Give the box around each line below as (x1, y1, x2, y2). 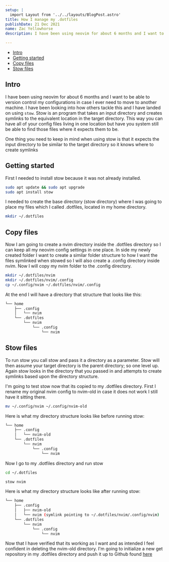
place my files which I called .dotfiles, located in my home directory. (5, 204, 147, 210)
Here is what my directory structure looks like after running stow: (5, 488, 141, 494)
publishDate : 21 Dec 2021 (5, 21, 60, 27)
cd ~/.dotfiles (5, 470, 37, 475)
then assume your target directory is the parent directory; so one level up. (5, 362, 159, 369)
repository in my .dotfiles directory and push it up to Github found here (5, 551, 153, 557)
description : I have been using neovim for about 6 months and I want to (5, 31, 164, 36)
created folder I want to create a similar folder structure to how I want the (5, 252, 158, 258)
